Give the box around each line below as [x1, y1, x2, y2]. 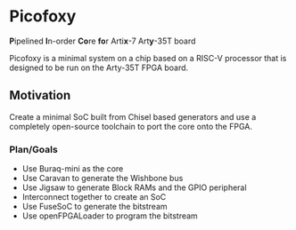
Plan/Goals [9, 143, 58, 155]
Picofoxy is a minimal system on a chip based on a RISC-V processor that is [9, 52, 287, 63]
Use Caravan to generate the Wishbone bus [21, 173, 184, 184]
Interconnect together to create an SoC [21, 192, 167, 202]
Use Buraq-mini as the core [21, 163, 124, 174]
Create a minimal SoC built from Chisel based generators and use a [9, 111, 257, 122]
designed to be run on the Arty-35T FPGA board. [9, 62, 189, 73]
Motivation [9, 88, 71, 103]
